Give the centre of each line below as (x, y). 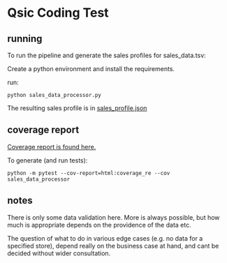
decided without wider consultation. (59, 253)
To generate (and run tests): (47, 160)
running (25, 39)
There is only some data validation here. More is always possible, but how (113, 217)
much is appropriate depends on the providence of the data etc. (99, 225)
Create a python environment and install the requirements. (91, 69)
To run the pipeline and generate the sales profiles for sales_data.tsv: (107, 55)
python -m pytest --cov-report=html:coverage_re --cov (89, 173)
